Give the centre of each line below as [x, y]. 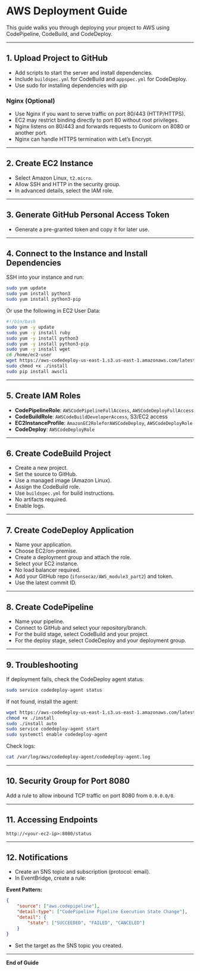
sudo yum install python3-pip [44, 300]
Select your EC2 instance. [46, 564]
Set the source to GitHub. [46, 474]
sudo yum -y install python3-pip [48, 344]
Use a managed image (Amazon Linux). [63, 480]
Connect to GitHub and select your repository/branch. [81, 628]
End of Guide [23, 963]
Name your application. [43, 545]
